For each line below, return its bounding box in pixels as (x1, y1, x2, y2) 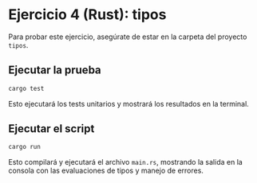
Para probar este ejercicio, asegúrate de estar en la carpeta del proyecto (8, 32, 247, 41)
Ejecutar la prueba (8, 64, 101, 77)
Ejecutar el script (8, 122, 95, 136)
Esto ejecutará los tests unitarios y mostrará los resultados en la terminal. (8, 99, 249, 108)
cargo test (8, 84, 45, 92)
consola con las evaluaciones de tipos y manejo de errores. (8, 165, 204, 176)
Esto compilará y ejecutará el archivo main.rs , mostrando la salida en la (8, 158, 243, 167)
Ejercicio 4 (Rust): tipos (8, 6, 167, 24)
